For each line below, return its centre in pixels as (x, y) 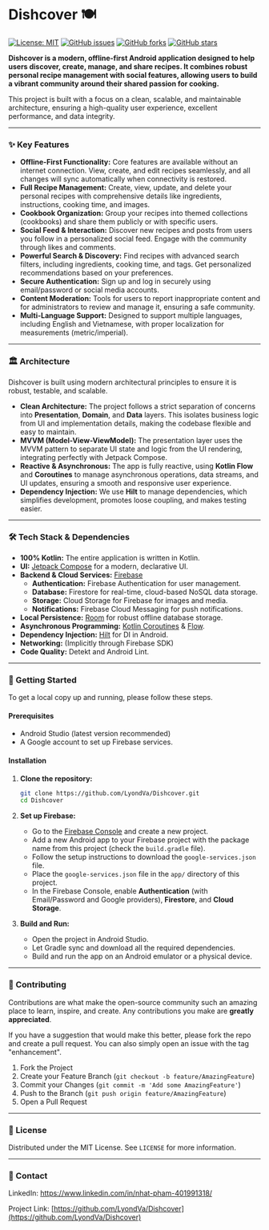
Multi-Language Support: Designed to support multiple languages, (131, 316)
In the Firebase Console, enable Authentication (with (120, 891)
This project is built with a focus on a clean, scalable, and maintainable (125, 99)
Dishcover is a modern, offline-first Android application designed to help (132, 58)
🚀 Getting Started (43, 680)
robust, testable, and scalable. (58, 390)
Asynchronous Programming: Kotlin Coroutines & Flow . (112, 625)
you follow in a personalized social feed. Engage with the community (133, 239)
